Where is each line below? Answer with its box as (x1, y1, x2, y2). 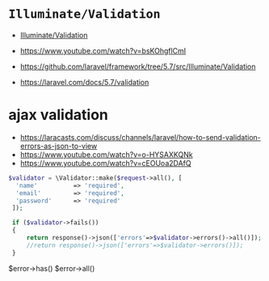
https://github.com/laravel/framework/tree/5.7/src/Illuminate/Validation (19, 62, 256, 71)
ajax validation (8, 106, 109, 124)
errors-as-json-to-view (19, 141, 98, 151)
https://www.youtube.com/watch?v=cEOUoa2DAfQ (19, 158, 191, 168)
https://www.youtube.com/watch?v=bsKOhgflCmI (19, 45, 187, 55)
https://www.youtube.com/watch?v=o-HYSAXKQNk (19, 149, 193, 160)
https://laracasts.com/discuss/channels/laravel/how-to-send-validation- (19, 132, 261, 142)
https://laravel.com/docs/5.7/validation (19, 77, 149, 87)
